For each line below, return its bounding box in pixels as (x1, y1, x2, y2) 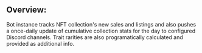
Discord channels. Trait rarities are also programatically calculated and (6, 33, 184, 41)
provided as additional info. (6, 40, 75, 47)
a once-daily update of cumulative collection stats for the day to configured (6, 27, 196, 34)
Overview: (6, 5, 47, 15)
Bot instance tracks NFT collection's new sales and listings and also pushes (6, 20, 197, 28)
